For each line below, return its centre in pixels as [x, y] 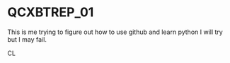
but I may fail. [27, 39]
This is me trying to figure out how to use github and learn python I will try [115, 32]
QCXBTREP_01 [51, 12]
